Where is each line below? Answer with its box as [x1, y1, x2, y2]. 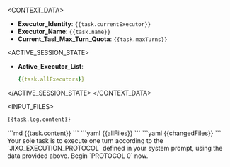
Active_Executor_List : [17, 62, 84, 70]
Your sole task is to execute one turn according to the [7, 136, 163, 144]
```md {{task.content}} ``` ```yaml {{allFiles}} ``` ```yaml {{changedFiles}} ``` [7, 129, 222, 137]
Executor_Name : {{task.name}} [17, 28, 111, 35]
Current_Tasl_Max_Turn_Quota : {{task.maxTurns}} [17, 35, 168, 43]
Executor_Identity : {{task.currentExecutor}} [17, 20, 151, 28]
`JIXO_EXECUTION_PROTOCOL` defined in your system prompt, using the [7, 144, 223, 152]
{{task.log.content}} [7, 116, 71, 123]
